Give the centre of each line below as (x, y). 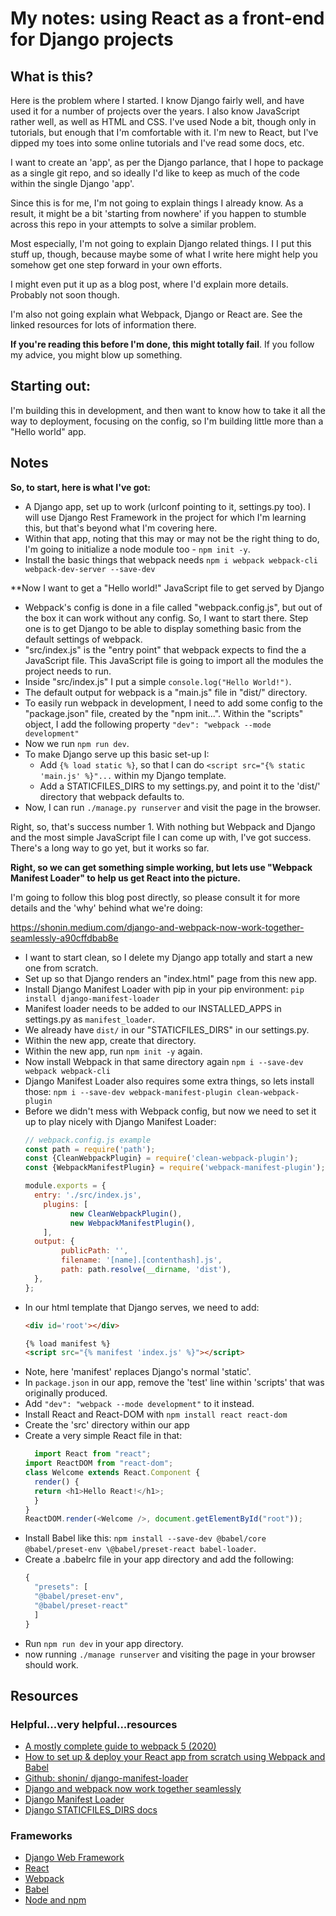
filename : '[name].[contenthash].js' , (142, 1260)
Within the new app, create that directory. (110, 1040)
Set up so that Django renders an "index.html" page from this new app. (171, 978)
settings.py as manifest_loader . (89, 1019)
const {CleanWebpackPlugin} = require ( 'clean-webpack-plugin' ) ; (161, 1158)
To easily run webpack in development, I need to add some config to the (173, 703)
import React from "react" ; (93, 1454)
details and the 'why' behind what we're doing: (106, 908)
